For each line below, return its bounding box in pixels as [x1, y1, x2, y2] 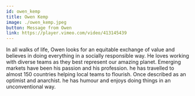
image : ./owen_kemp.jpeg [6, 19, 67, 25]
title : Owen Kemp [6, 14, 49, 20]
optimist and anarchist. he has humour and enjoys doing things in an [6, 77, 171, 84]
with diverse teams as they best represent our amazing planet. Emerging [6, 59, 182, 66]
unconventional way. [6, 83, 56, 90]
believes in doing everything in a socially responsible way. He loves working [6, 52, 189, 59]
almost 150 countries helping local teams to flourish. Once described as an [6, 71, 186, 78]
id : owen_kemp [6, 8, 41, 15]
